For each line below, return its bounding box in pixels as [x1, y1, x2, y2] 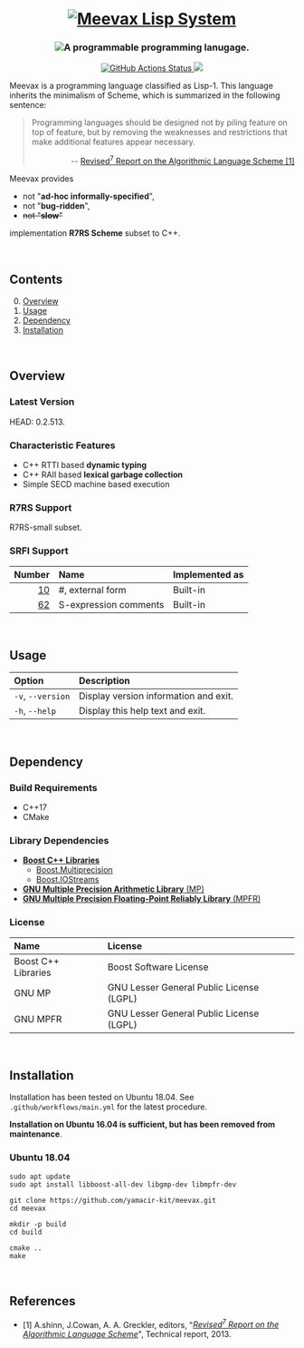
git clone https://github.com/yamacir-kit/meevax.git [9, 1196, 217, 1205]
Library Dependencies [9, 834, 109, 846]
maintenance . [9, 1128, 62, 1139]
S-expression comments [58, 598, 165, 611]
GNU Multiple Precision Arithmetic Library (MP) [22, 884, 205, 894]
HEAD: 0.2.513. [9, 416, 65, 427]
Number [14, 568, 50, 581]
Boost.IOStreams [35, 874, 100, 885]
